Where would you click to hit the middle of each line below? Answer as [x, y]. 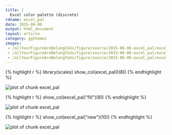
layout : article [23, 34]
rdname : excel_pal [25, 19]
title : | [15, 10]
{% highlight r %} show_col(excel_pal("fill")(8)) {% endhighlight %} [76, 97]
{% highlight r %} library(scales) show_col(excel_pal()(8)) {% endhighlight [83, 72]
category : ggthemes [26, 39]
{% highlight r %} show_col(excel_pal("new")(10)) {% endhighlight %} [79, 117]
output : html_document [29, 29]
